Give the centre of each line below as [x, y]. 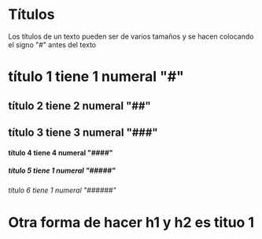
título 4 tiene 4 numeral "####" [61, 152]
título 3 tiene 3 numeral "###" [83, 132]
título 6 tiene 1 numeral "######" [62, 190]
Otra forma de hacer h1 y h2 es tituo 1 [131, 222]
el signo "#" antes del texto [52, 44]
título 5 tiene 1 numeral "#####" [62, 170]
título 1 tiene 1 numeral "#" [96, 77]
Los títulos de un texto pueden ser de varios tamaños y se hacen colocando [131, 36]
